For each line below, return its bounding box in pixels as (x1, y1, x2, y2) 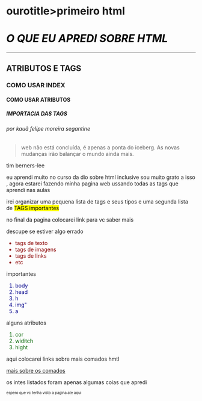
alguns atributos (6, 319, 47, 326)
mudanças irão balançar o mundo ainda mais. (20, 150, 134, 157)
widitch (14, 337, 34, 344)
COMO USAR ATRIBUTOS (6, 96, 71, 104)
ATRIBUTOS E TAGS (6, 63, 82, 73)
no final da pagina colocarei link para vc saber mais (6, 216, 134, 223)
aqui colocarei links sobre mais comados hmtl (6, 355, 120, 362)
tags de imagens (14, 246, 57, 253)
